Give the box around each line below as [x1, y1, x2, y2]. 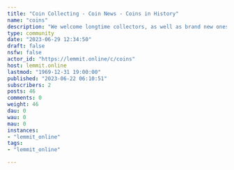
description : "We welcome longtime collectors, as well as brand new [7, 23, 214, 30]
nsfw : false [7, 49, 42, 56]
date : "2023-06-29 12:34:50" [7, 36, 92, 43]
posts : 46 [7, 88, 36, 95]
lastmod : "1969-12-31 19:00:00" [7, 68, 101, 75]
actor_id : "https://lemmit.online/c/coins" [7, 56, 136, 63]
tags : [7, 140, 23, 147]
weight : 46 [7, 101, 39, 108]
